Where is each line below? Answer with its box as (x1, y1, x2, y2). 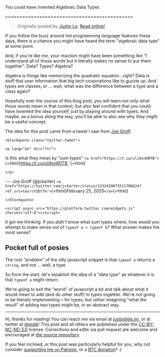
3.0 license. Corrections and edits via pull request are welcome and (21, 327, 158, 332)
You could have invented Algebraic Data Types (5, 4, 100, 10)
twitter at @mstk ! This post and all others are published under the (5, 321, 138, 327)
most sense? (5, 230, 31, 235)
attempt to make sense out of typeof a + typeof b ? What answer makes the (5, 224, 160, 230)
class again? (5, 89, 30, 94)
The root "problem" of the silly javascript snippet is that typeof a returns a (5, 257, 156, 263)
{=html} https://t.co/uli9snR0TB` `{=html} (5, 160, 86, 166)
